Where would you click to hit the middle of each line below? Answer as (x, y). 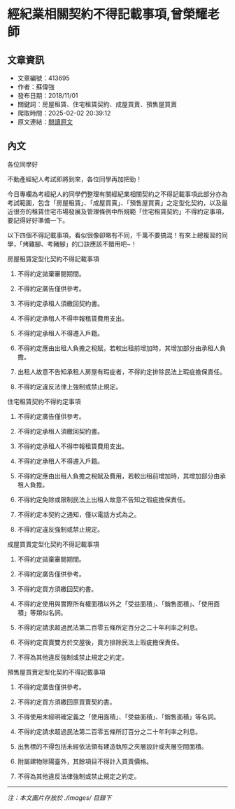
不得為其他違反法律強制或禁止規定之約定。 (79, 776)
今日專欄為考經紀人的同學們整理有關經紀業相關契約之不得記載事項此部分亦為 (117, 194)
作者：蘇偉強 (36, 87)
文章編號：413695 (43, 78)
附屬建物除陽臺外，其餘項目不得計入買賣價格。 (85, 761)
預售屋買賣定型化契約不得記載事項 (56, 672)
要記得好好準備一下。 (38, 220)
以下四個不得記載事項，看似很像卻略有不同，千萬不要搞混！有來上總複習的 (114, 235)
